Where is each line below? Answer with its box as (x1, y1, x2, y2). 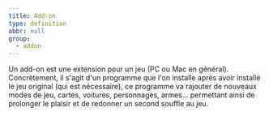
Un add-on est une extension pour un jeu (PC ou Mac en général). (8, 64, 229, 74)
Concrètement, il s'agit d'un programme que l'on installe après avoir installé (8, 73, 261, 83)
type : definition (8, 19, 67, 28)
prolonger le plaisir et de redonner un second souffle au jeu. (8, 99, 209, 109)
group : (8, 34, 31, 43)
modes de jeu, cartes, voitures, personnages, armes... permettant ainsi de (8, 90, 255, 100)
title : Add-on (8, 11, 57, 20)
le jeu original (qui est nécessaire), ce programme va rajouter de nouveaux (8, 82, 258, 92)
